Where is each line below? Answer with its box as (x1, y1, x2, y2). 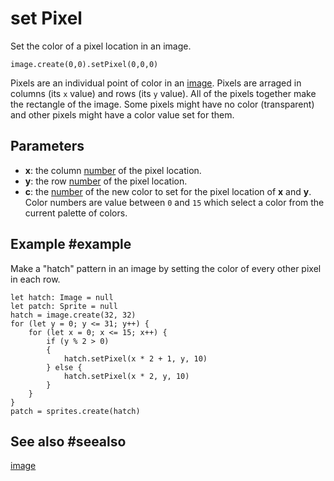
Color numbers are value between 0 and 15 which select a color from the (24, 196, 325, 208)
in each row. (10, 273, 61, 285)
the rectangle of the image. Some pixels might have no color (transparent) (10, 98, 315, 110)
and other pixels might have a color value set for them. (10, 108, 235, 121)
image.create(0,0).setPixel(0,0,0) (10, 59, 159, 69)
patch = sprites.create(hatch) (10, 406, 141, 416)
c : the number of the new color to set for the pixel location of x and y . (24, 185, 312, 197)
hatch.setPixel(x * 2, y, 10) (63, 371, 190, 381)
